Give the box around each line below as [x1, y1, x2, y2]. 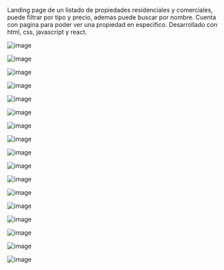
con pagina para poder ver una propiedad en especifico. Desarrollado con [7, 21, 218, 28]
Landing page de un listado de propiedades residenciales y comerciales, [7, 6, 214, 14]
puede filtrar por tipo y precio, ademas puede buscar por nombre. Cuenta [7, 13, 216, 21]
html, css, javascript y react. [7, 28, 88, 36]
